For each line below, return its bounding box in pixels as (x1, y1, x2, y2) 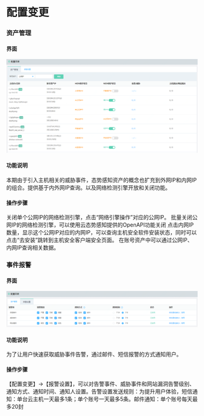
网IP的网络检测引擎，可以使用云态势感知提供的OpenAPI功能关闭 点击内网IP (6, 221, 194, 228)
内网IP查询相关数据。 (6, 244, 59, 251)
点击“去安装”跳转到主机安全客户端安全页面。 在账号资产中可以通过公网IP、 (6, 236, 193, 244)
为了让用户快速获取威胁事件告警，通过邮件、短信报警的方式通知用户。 (6, 350, 182, 358)
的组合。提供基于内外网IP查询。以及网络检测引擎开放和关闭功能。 (6, 184, 171, 191)
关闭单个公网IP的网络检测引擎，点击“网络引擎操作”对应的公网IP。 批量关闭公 (6, 214, 198, 221)
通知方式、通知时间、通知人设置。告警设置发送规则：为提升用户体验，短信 (6, 388, 192, 395)
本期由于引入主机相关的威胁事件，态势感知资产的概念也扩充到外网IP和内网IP (6, 177, 197, 184)
